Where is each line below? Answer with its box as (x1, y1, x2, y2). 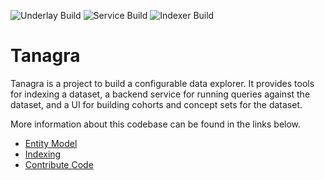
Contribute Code (24, 158, 94, 170)
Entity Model (24, 137, 78, 149)
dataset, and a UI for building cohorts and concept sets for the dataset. (10, 98, 303, 110)
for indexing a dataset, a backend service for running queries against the (10, 88, 311, 100)
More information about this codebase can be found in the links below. (10, 118, 302, 130)
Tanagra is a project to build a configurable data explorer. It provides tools (10, 77, 315, 89)
